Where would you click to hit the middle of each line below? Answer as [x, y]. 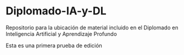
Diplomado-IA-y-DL [56, 11]
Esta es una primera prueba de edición [54, 45]
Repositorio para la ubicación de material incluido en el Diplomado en [92, 27]
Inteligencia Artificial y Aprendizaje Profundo [61, 33]
